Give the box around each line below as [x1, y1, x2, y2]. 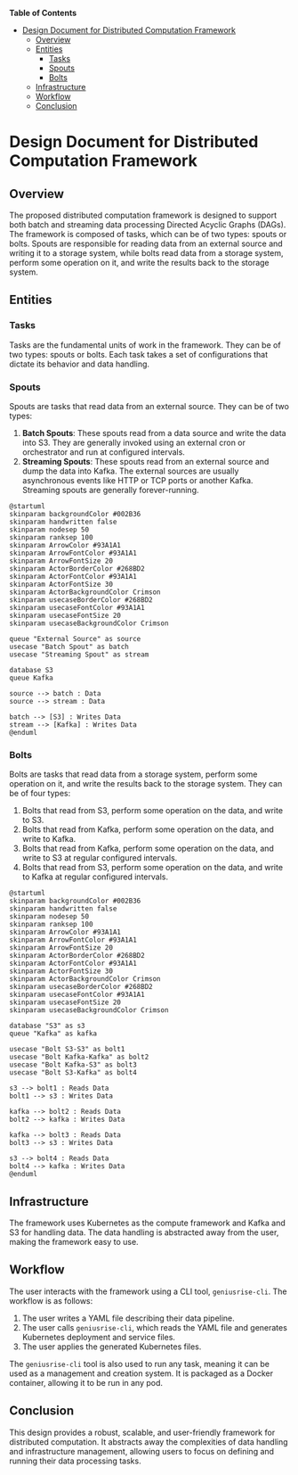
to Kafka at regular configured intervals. [21, 871, 169, 882]
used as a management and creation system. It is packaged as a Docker [9, 1368, 274, 1379]
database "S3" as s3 [9, 1021, 86, 1031]
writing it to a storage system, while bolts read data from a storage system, [9, 248, 284, 258]
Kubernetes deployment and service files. [21, 1331, 176, 1342]
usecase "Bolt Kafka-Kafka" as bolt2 [9, 1052, 149, 1062]
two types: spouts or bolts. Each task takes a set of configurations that [9, 349, 269, 359]
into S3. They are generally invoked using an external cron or [21, 437, 246, 448]
